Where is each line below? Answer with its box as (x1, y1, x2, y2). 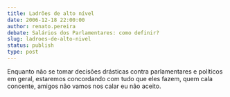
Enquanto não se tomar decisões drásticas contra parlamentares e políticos (7, 67, 223, 76)
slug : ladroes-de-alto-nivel (7, 36, 91, 43)
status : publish (7, 42, 54, 49)
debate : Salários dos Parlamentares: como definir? (7, 29, 159, 36)
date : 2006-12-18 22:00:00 (7, 17, 85, 23)
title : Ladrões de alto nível (7, 10, 95, 17)
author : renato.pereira (7, 23, 76, 30)
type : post (7, 49, 39, 56)
